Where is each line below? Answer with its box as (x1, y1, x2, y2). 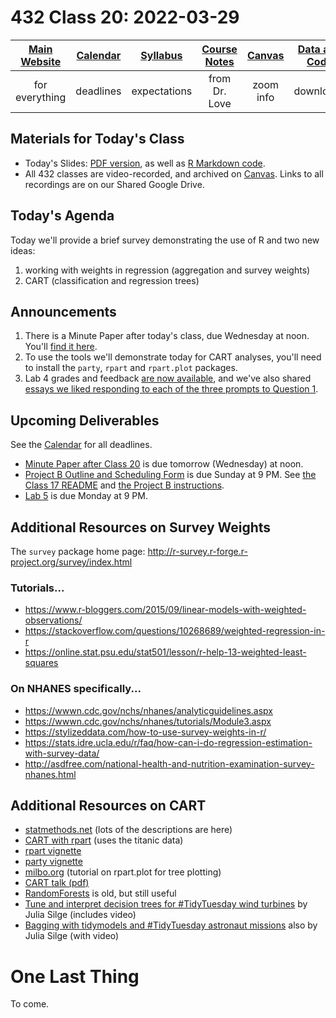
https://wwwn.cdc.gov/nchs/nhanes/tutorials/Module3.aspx (24, 715, 272, 727)
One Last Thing (10, 965, 140, 988)
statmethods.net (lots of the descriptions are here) (24, 824, 233, 836)
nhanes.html (24, 768, 77, 780)
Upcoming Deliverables (10, 412, 160, 429)
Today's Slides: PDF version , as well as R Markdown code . (24, 157, 266, 169)
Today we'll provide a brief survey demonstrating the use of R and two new (10, 234, 320, 246)
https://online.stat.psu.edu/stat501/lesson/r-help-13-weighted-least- (24, 646, 307, 658)
